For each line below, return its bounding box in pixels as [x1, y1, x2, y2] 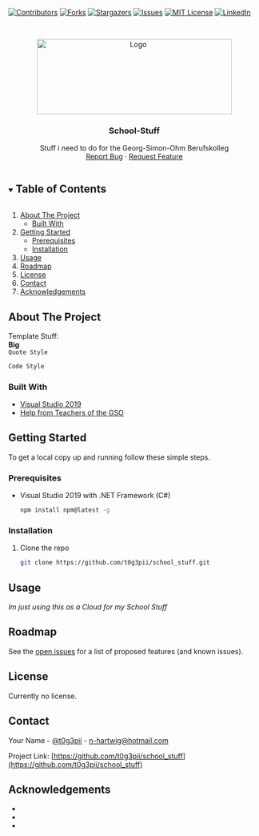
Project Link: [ [8, 751, 54, 761]
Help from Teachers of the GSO [19, 408, 124, 418]
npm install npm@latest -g [19, 506, 110, 514]
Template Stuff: [8, 331, 59, 340]
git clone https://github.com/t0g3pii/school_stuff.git [19, 559, 210, 567]
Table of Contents [15, 182, 106, 195]
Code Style [8, 362, 45, 370]
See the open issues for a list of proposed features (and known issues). [8, 646, 244, 656]
